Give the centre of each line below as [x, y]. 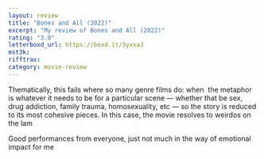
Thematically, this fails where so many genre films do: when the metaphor [130, 89]
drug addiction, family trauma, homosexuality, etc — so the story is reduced [132, 106]
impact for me [31, 146]
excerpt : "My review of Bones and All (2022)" [87, 30]
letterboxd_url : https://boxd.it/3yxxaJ [76, 45]
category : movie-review [48, 67]
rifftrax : [25, 60]
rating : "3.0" [32, 38]
